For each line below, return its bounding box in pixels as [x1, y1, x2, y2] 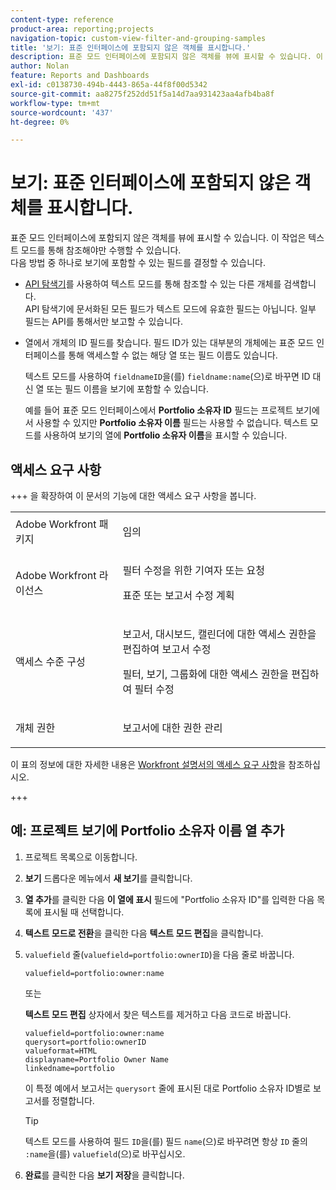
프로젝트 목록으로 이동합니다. [24, 851, 138, 863]
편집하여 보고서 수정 [122, 642, 212, 656]
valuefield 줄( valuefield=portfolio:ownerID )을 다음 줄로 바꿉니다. [24, 948, 295, 960]
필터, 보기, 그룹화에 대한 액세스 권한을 [122, 667, 290, 681]
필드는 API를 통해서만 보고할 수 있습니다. [24, 316, 183, 328]
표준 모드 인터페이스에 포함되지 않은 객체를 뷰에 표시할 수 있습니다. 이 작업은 [10, 232, 307, 244]
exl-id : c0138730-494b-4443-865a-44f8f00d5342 [10, 80, 208, 90]
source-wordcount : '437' [10, 107, 114, 118]
